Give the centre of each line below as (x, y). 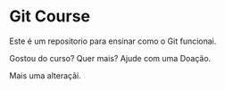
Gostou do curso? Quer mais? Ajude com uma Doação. (110, 58)
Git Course (50, 16)
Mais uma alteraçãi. (46, 75)
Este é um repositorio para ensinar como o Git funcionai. (113, 41)
